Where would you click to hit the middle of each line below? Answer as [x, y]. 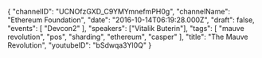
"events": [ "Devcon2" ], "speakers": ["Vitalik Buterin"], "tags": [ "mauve [126, 28]
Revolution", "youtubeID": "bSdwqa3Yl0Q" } [80, 45]
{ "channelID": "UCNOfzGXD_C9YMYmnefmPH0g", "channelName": [119, 12]
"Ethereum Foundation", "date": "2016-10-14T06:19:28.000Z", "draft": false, [131, 20]
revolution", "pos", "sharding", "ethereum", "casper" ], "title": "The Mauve [128, 37]
